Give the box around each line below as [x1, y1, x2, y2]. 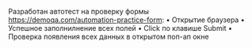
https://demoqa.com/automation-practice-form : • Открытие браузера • [8, 15, 246, 24]
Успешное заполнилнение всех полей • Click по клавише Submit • [8, 24, 232, 32]
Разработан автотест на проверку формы [8, 7, 149, 16]
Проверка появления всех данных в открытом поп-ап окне [8, 32, 209, 41]
